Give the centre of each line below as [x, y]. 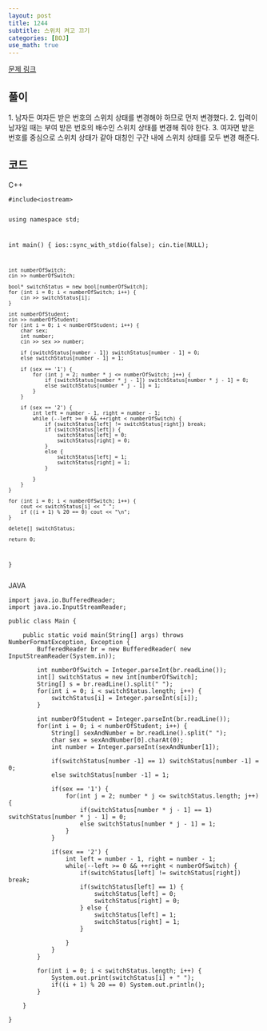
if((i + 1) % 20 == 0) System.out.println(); [128, 985]
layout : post [30, 16]
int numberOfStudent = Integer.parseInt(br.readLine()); [133, 719]
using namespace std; [44, 219]
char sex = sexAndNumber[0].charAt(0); [117, 740]
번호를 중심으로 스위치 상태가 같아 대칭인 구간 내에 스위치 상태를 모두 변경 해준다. [134, 137]
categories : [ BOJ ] [39, 38]
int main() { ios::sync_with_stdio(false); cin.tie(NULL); [109, 245]
